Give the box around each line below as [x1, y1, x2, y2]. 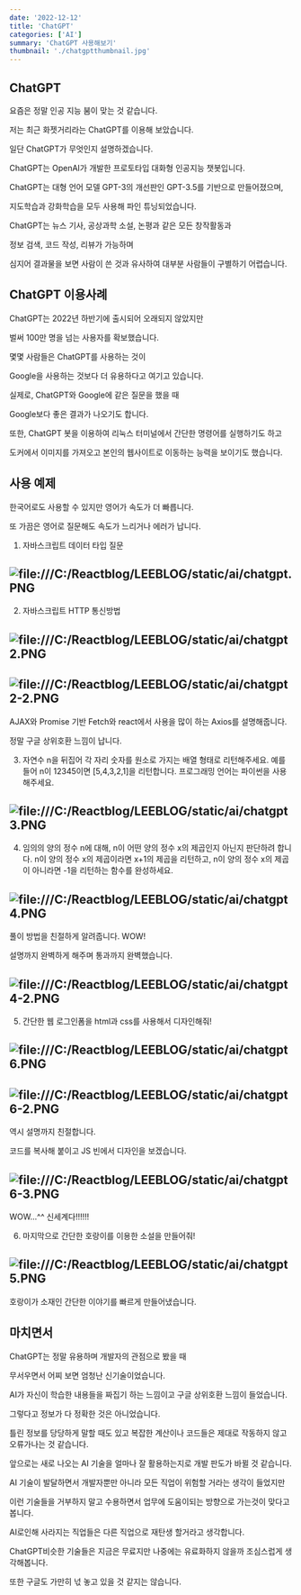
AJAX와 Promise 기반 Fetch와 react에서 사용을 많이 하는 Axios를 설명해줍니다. [9, 715, 288, 726]
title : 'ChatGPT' [9, 22, 75, 31]
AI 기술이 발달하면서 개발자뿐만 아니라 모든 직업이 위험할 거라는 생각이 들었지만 [9, 1477, 286, 1488]
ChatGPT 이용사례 [9, 287, 108, 303]
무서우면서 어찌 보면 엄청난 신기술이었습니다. [9, 1370, 166, 1381]
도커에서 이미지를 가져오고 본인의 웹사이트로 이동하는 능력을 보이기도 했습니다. [9, 447, 283, 458]
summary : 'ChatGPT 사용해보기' [9, 38, 117, 48]
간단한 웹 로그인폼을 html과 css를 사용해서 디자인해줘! [22, 1016, 213, 1027]
